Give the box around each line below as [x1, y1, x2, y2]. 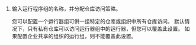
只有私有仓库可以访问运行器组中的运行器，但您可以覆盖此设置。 [27, 25, 184, 32]
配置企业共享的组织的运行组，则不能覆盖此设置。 [17, 33, 137, 40]
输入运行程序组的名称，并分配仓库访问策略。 [11, 5, 121, 12]
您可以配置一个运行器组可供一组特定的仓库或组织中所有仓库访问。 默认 [11, 18, 185, 25]
